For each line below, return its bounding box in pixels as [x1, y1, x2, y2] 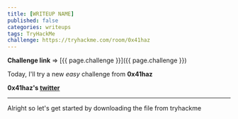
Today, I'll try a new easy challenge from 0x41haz [7, 70, 153, 79]
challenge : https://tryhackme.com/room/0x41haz [7, 37, 151, 44]
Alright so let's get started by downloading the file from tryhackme [7, 104, 202, 113]
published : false [7, 17, 59, 24]
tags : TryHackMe [7, 30, 55, 38]
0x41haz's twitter [7, 84, 60, 92]
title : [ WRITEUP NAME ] [7, 10, 74, 18]
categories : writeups [7, 23, 72, 30]
